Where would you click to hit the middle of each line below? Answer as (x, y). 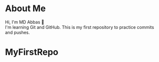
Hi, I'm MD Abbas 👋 (25, 22)
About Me (25, 9)
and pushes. (18, 32)
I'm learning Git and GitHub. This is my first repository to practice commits (80, 27)
